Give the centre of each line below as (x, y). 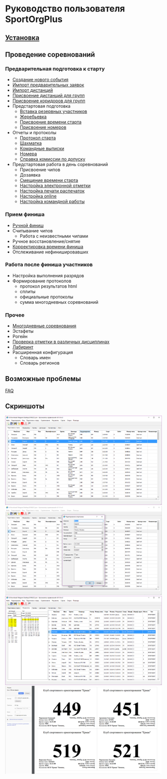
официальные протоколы (46, 297)
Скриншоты (25, 406)
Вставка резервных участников (53, 111)
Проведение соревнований (50, 55)
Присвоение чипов (40, 170)
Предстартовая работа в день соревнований (60, 165)
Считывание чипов (33, 230)
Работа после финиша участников (49, 265)
